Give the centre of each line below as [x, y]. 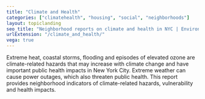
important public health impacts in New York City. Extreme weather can [96, 70]
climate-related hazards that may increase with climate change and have [98, 64]
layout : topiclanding [34, 23]
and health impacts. [31, 90]
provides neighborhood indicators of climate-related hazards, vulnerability [100, 83]
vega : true [20, 40]
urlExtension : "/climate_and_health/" [56, 35]
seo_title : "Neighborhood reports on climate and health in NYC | [92, 29]
